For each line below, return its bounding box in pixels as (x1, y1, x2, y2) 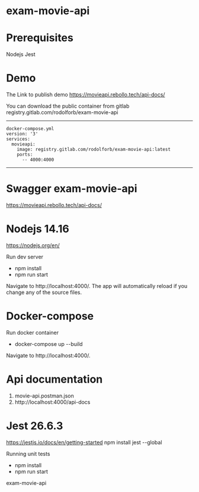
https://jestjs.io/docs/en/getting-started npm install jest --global (6, 439, 162, 446)
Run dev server (6, 253, 43, 260)
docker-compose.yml (6, 126, 54, 132)
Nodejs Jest (6, 51, 36, 58)
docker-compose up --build (14, 340, 83, 347)
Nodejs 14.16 (6, 222, 69, 236)
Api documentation (6, 373, 103, 386)
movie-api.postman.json (14, 392, 74, 399)
